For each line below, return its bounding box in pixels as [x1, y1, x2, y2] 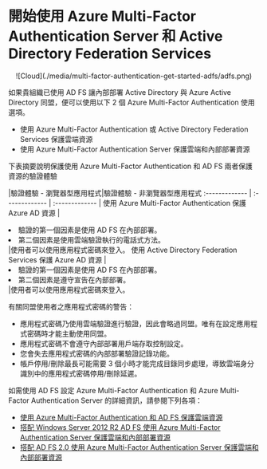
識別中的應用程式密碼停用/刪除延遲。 [19, 368, 142, 378]
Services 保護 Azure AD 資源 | [8, 254, 107, 264]
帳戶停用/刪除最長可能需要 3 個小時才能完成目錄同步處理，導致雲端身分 [19, 358, 255, 368]
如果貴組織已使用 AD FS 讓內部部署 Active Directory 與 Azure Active [8, 87, 232, 97]
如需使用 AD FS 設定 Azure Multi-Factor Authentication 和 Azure [8, 385, 218, 395]
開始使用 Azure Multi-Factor [8, 7, 197, 26]
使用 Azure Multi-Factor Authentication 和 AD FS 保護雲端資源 [19, 412, 223, 422]
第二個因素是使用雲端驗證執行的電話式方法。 [18, 235, 165, 244]
